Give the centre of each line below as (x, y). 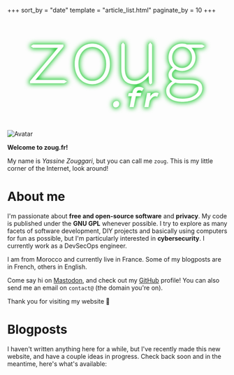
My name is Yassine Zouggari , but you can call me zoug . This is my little (110, 161)
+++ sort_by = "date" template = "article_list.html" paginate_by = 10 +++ (112, 10)
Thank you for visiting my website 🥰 (59, 301)
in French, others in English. (47, 267)
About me (36, 197)
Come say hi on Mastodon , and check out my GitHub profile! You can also (114, 280)
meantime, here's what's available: (57, 364)
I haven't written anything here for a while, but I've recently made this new (114, 348)
